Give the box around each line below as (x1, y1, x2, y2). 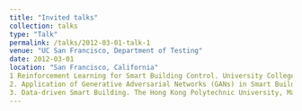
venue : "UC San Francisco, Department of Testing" (9, 47, 203, 55)
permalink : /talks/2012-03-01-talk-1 (9, 38, 151, 47)
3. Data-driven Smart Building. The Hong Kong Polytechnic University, (9, 88, 283, 97)
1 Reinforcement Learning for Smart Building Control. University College (9, 72, 296, 81)
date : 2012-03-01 (9, 55, 75, 64)
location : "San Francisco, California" (9, 64, 159, 73)
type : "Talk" (9, 30, 58, 38)
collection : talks (9, 21, 78, 30)
